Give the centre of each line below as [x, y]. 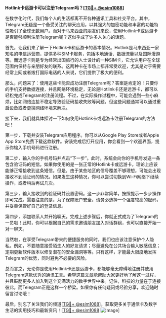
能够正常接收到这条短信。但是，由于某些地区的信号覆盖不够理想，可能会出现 [83, 170]
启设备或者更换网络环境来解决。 [38, 108]
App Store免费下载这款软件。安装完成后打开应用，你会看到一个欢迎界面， [80, 141]
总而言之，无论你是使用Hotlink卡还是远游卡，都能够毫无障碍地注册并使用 [80, 269]
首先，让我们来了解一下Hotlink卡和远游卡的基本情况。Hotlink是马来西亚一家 [82, 47]
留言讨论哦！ [18, 293]
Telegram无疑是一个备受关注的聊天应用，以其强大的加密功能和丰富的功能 [80, 25]
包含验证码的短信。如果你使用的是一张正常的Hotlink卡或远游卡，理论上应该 [82, 164]
